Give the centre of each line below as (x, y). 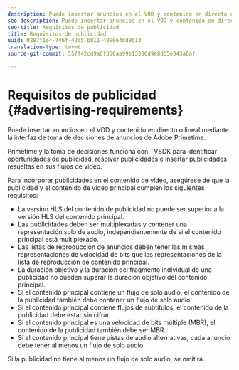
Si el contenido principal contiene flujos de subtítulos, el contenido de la (123, 307)
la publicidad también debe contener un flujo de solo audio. (105, 300)
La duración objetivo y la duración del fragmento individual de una (115, 269)
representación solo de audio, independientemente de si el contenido (119, 231)
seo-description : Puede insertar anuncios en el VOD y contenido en (111, 21)
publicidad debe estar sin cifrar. (64, 314)
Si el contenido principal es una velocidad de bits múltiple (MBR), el (116, 322)
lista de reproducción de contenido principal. (83, 262)
